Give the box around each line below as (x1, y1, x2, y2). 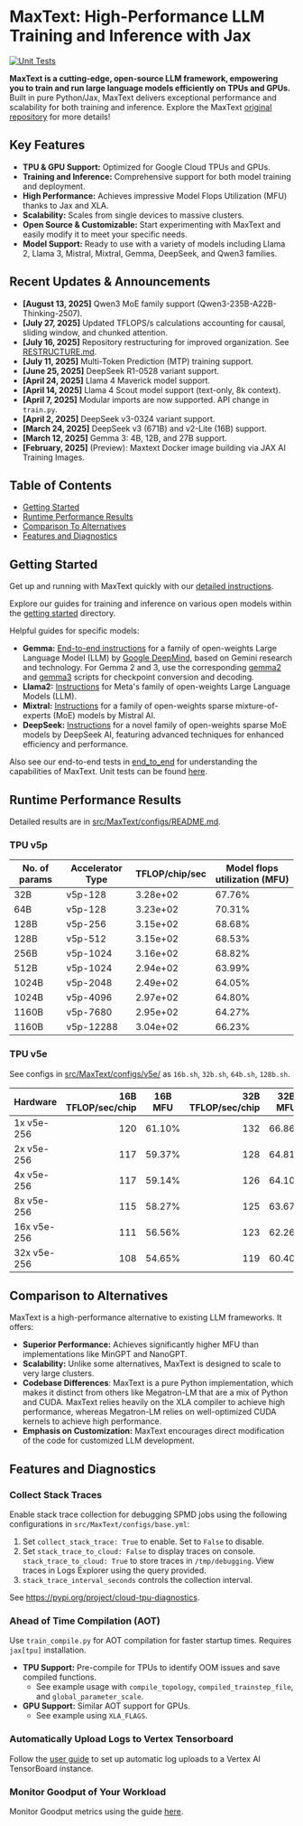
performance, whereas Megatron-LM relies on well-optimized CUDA (22, 1407, 277, 1418)
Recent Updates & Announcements (9, 274, 211, 290)
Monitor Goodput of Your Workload (9, 1785, 167, 1798)
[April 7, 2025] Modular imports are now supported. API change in (22, 394, 269, 405)
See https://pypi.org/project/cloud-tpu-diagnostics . (9, 1592, 200, 1603)
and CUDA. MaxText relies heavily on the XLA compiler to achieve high (22, 1397, 286, 1408)
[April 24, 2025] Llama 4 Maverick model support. (22, 375, 210, 386)
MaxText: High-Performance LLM (9, 6, 265, 27)
